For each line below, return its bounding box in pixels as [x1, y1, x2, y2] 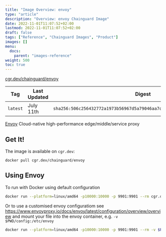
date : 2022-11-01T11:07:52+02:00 [5, 21, 74, 26]
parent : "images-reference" [14, 53, 72, 58]
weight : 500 [5, 58, 30, 63]
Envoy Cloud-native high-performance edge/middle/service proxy [5, 121, 140, 127]
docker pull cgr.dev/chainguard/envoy [5, 158, 85, 163]
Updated [28, 94, 48, 101]
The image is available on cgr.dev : [5, 148, 75, 154]
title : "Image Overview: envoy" [5, 7, 72, 12]
